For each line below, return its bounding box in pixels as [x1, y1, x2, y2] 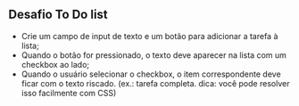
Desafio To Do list [8, 7, 108, 22]
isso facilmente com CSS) [21, 87, 117, 98]
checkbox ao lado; [21, 59, 90, 69]
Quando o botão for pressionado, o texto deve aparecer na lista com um [21, 49, 287, 61]
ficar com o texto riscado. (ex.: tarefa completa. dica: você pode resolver [21, 77, 290, 88]
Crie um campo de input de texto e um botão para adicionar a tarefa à [21, 30, 278, 41]
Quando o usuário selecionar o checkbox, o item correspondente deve [21, 69, 282, 79]
